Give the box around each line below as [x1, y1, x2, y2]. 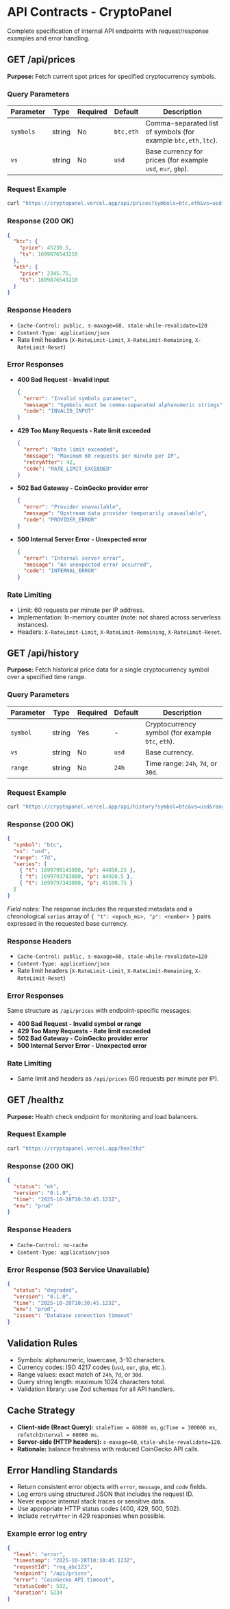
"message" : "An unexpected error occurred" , [23, 561, 153, 568]
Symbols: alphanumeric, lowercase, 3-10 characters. [16, 1355, 166, 1364]
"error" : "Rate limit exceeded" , [23, 446, 119, 453]
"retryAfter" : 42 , [23, 458, 76, 466]
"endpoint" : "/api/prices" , [13, 1570, 94, 1577]
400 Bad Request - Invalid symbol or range [16, 1020, 142, 1028]
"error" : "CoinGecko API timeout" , [13, 1577, 115, 1584]
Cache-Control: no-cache [16, 1242, 88, 1249]
